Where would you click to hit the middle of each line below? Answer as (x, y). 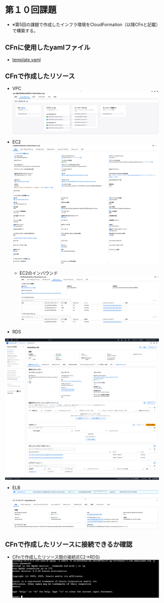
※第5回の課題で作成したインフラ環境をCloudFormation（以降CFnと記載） (85, 24)
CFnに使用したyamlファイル (48, 48)
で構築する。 (25, 30)
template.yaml (26, 60)
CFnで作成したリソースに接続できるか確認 (69, 544)
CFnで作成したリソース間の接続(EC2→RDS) (56, 557)
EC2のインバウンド (39, 273)
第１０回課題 (31, 10)
